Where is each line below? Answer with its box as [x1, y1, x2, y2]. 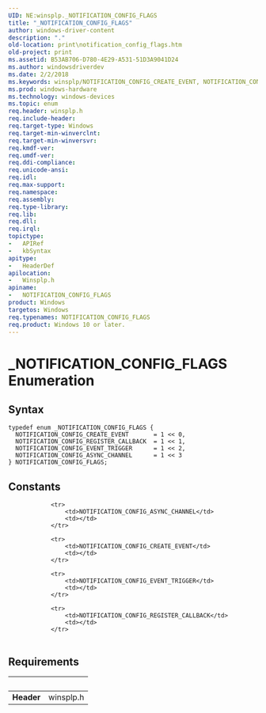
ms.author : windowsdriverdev [8, 63, 104, 71]
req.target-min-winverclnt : [8, 129, 101, 137]
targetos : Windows [8, 305, 69, 313]
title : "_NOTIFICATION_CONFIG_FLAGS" [8, 19, 133, 27]
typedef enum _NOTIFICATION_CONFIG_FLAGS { [8, 424, 154, 432]
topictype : [8, 233, 44, 241]
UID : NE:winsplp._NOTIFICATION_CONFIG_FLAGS [8, 11, 158, 20]
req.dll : [8, 218, 37, 226]
